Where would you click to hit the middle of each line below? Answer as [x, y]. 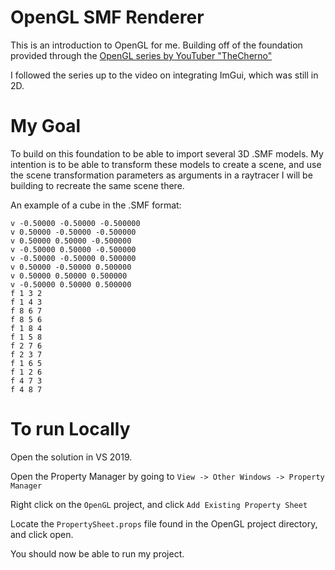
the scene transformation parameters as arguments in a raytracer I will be [161, 175]
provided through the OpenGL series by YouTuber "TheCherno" [141, 55]
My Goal [46, 126]
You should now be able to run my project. [97, 553]
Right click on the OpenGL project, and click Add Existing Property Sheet [159, 504]
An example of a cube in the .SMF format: [96, 205]
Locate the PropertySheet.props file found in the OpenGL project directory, [164, 523]
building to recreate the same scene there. [97, 185]
